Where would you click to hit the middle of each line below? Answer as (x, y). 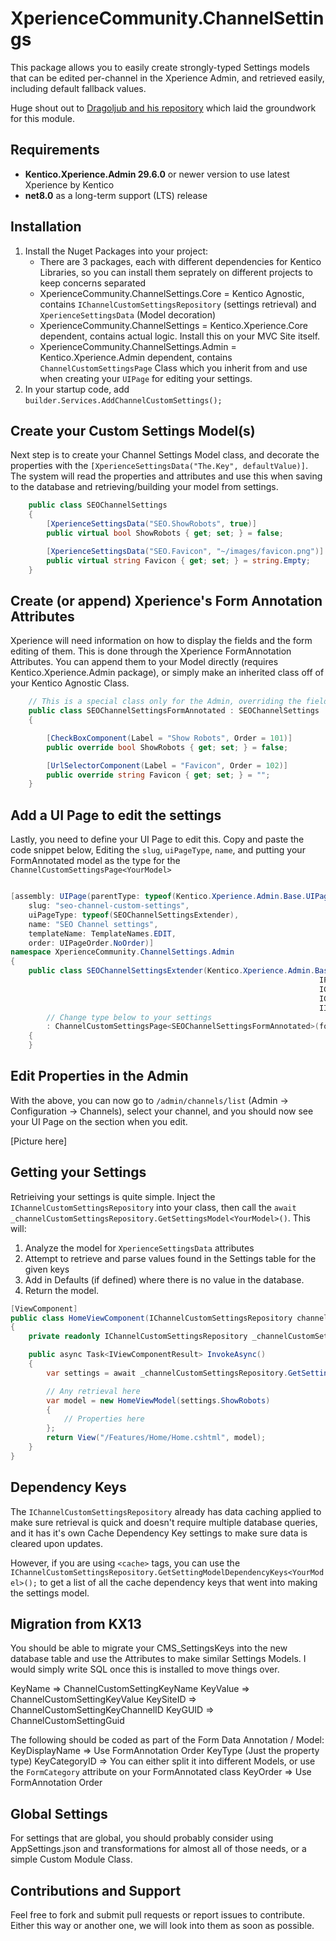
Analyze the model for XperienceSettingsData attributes (139, 1248)
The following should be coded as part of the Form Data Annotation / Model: (167, 1740)
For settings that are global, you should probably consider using (142, 1838)
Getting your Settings (78, 1172)
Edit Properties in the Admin (99, 1076)
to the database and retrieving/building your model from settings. (144, 487)
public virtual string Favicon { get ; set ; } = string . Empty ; (178, 560)
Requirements (55, 150)
